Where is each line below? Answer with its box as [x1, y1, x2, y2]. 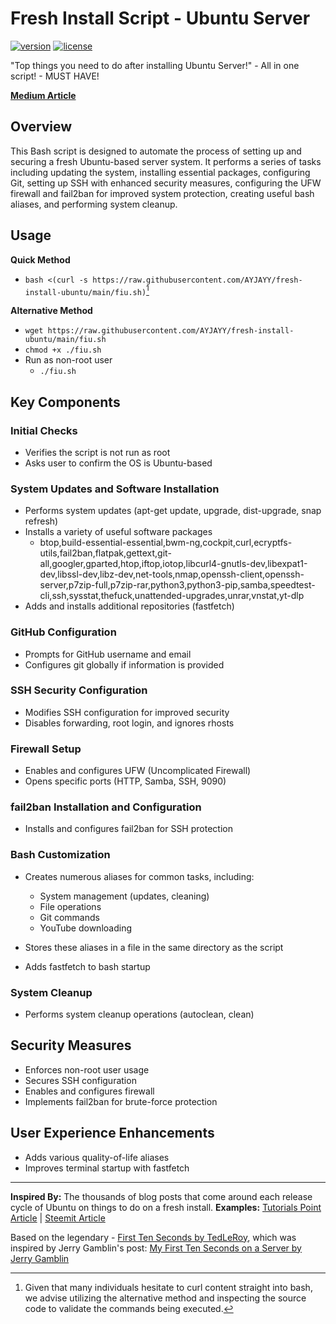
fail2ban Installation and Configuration [10, 800, 202, 814]
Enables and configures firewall [24, 1085, 155, 1097]
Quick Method [10, 253, 71, 266]
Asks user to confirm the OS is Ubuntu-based [24, 457, 213, 469]
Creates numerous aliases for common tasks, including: [24, 870, 255, 882]
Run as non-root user [24, 354, 113, 366]
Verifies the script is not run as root [24, 446, 171, 458]
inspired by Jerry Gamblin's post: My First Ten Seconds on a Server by [10, 1242, 302, 1254]
